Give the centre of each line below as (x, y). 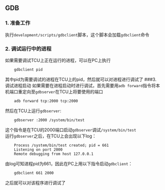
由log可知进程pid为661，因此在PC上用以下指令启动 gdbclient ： (69, 163)
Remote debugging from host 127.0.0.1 (54, 154)
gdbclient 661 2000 (34, 173)
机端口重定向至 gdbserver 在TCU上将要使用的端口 (54, 92)
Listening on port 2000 (38, 150)
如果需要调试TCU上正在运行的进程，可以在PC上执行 (58, 60)
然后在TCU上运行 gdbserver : (33, 111)
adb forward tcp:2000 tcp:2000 (46, 101)
